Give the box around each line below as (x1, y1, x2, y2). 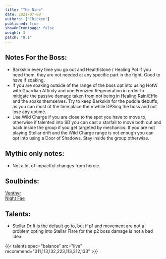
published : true (5, 21, 39, 26)
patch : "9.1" (5, 35, 32, 40)
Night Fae (5, 195, 25, 201)
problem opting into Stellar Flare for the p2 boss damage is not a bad (12, 228, 153, 234)
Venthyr (5, 190, 21, 196)
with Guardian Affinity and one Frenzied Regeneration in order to (12, 87, 145, 93)
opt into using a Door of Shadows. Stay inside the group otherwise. (12, 135, 150, 141)
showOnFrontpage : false (5, 26, 55, 31)
